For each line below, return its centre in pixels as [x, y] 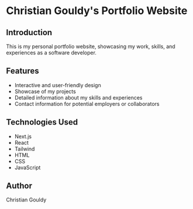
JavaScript [27, 167]
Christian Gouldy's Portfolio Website [97, 11]
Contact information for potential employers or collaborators [87, 104]
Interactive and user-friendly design [58, 85]
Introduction [29, 32]
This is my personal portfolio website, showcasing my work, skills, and [91, 46]
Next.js [23, 136]
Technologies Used [42, 122]
